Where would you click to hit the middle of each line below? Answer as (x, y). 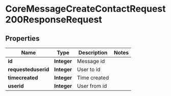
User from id (92, 86)
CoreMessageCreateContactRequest (86, 9)
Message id (91, 61)
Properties (22, 38)
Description (93, 53)
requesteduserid (29, 69)
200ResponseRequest (54, 20)
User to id (89, 69)
